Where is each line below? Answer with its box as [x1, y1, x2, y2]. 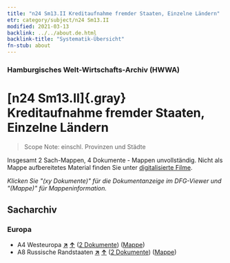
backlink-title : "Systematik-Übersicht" [7, 36, 125, 43]
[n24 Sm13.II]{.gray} [7, 90, 127, 106]
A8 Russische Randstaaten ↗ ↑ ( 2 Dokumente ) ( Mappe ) [17, 248, 177, 256]
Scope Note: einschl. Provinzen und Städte [23, 142, 146, 150]
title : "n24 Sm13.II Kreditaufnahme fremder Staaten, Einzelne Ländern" [7, 10, 220, 17]
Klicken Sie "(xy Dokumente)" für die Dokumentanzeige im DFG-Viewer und [7, 177, 222, 185]
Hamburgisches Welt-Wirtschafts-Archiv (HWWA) [7, 65, 180, 75]
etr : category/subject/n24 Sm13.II [7, 17, 109, 23]
